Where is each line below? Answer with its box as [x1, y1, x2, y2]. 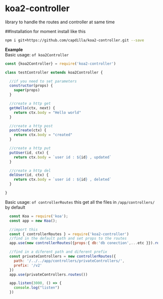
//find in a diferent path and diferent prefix [9, 249, 108, 254]
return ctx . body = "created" [14, 132, 73, 138]
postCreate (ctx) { [9, 128, 47, 133]
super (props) [14, 88, 40, 93]
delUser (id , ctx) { [9, 173, 49, 177]
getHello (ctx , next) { [9, 106, 55, 110]
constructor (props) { [9, 83, 53, 88]
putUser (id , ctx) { [9, 150, 49, 155]
